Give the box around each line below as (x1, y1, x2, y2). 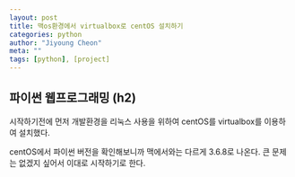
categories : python (9, 30, 82, 39)
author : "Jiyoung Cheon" (9, 38, 102, 48)
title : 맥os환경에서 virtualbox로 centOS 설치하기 (9, 22, 184, 31)
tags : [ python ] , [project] (9, 55, 110, 64)
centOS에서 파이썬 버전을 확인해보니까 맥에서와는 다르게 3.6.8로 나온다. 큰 (9, 146, 271, 157)
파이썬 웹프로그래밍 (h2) (9, 91, 136, 106)
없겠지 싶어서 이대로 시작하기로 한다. (18, 157, 146, 168)
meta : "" (9, 47, 42, 56)
